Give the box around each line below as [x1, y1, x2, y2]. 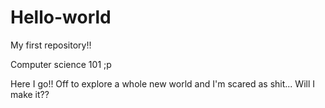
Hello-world [10, 6, 112, 29]
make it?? [10, 88, 50, 100]
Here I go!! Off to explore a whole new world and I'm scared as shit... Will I [10, 77, 315, 90]
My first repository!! [10, 39, 92, 51]
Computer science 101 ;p [10, 58, 112, 70]
